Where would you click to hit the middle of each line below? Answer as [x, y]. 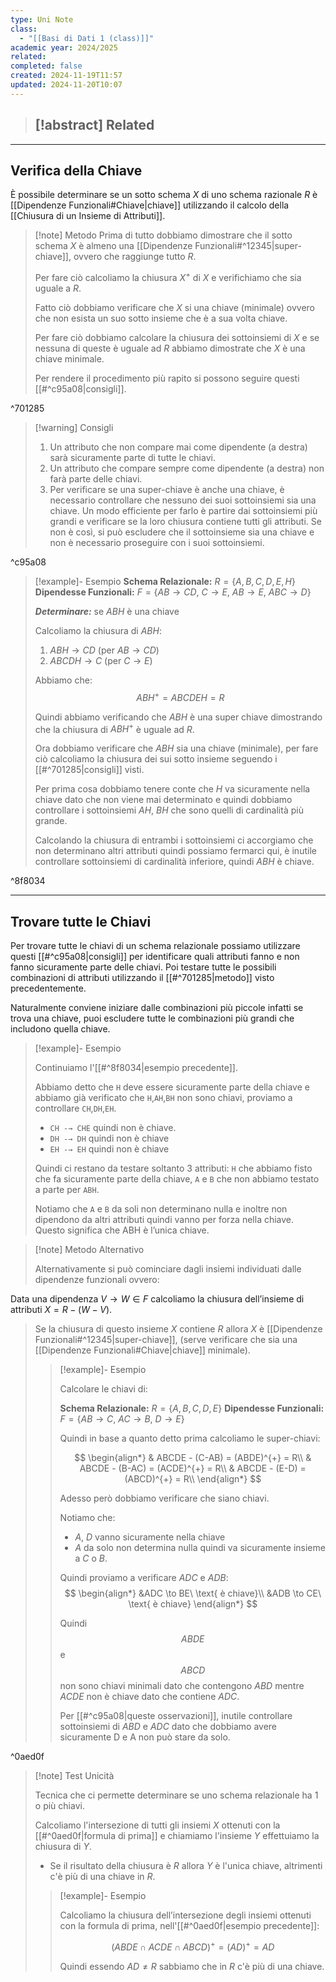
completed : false [46, 66]
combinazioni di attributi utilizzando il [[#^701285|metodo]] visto [142, 978]
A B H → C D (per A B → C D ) [104, 650]
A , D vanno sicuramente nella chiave [150, 1537]
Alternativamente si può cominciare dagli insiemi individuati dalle [168, 1269]
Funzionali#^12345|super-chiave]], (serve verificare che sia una [166, 1340]
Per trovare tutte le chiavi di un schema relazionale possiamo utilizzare [155, 946]
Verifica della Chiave [76, 170]
